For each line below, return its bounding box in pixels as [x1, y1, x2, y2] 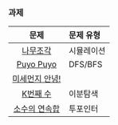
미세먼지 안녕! [12, 74, 61, 85]
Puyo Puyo [16, 58, 57, 70]
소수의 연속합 [13, 103, 60, 115]
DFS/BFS [69, 58, 103, 70]
